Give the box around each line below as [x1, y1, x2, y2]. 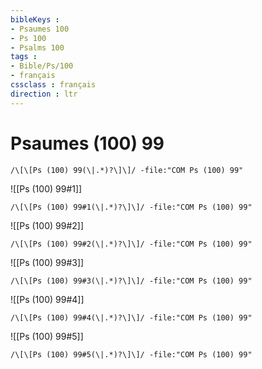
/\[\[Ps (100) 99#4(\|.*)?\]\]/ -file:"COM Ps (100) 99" [10, 312, 253, 323]
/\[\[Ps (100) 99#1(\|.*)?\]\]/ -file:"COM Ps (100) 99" [10, 202, 253, 212]
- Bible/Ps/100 [10, 61, 74, 71]
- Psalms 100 [10, 42, 65, 53]
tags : [10, 52, 38, 62]
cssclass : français [10, 80, 97, 90]
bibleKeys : [10, 14, 60, 25]
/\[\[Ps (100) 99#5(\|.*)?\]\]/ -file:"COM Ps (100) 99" [10, 349, 253, 360]
